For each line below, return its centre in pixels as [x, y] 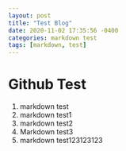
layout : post [30, 15]
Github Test [48, 85]
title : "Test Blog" [40, 23]
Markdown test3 [46, 132]
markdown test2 [46, 123]
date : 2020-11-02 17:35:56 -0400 [63, 30]
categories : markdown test [53, 38]
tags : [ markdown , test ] [48, 45]
